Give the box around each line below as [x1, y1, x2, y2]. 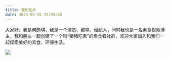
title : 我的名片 [5, 7, 36, 13]
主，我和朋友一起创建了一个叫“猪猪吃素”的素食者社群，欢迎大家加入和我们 [5, 33, 160, 39]
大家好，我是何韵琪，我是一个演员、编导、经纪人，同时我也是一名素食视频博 [5, 26, 165, 33]
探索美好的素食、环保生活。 [9, 39, 67, 45]
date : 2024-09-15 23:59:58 [5, 12, 62, 17]
